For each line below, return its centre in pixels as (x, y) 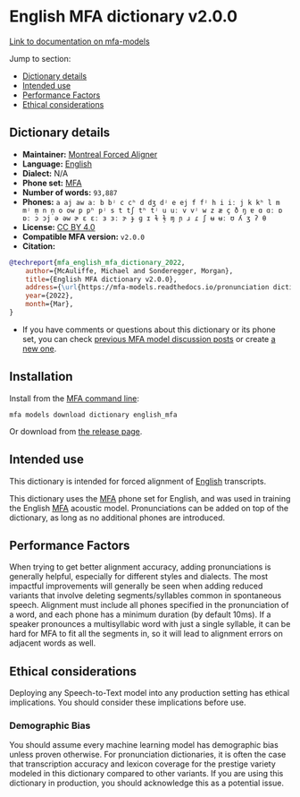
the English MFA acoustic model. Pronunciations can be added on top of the (149, 508)
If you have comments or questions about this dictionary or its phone (149, 330)
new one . (39, 348)
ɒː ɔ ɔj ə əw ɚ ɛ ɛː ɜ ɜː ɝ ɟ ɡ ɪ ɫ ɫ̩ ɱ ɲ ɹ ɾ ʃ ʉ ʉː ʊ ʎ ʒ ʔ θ (144, 218)
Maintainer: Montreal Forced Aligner (90, 154)
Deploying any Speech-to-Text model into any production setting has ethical (150, 693)
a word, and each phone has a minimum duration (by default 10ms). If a (140, 614)
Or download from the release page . (76, 431)
